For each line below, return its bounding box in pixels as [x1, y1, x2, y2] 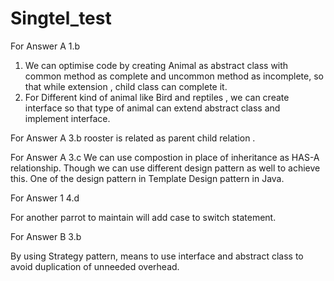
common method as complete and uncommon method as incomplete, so [24, 70, 324, 82]
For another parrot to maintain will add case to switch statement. [10, 211, 277, 223]
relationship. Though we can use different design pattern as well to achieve [10, 162, 321, 174]
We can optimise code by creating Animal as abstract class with [24, 59, 289, 71]
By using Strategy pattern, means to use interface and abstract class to [10, 250, 304, 262]
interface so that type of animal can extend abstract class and [24, 102, 281, 114]
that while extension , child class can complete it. [24, 80, 228, 92]
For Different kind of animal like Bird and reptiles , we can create [24, 91, 290, 103]
